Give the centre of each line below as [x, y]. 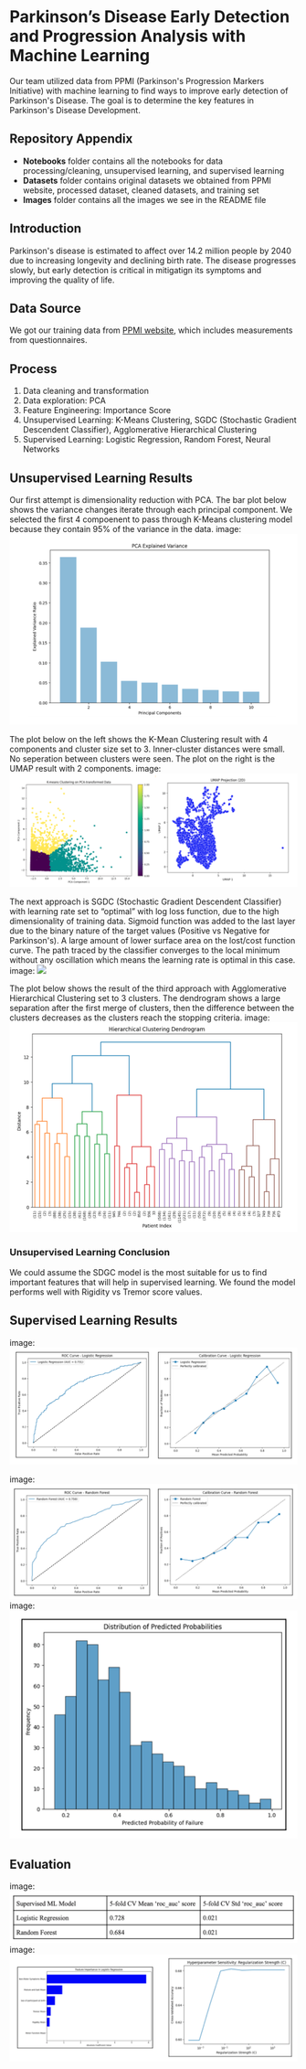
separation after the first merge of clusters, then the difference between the [152, 1008]
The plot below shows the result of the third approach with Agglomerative [148, 988]
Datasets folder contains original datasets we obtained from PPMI [147, 180]
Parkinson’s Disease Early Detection [150, 17]
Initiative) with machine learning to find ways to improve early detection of [149, 91]
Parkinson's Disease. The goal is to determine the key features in [132, 100]
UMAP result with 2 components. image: [85, 768]
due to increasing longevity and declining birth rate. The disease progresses [153, 260]
